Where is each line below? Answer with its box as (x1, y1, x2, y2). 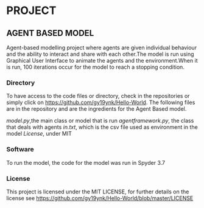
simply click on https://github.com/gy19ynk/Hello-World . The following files (6, 99, 195, 106)
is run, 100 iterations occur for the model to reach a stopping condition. (6, 63, 185, 71)
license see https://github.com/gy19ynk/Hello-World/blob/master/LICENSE (6, 194, 194, 201)
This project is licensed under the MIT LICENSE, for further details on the (6, 188, 189, 195)
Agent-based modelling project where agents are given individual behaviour (6, 44, 197, 51)
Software (6, 145, 35, 154)
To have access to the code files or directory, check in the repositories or (6, 92, 190, 100)
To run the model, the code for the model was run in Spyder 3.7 (6, 159, 166, 166)
